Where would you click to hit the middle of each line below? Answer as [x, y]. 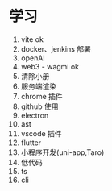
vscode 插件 [41, 133]
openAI [33, 58]
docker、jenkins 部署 [56, 48]
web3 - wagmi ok [50, 66]
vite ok [32, 39]
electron [35, 115]
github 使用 [39, 106]
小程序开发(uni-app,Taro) [62, 152]
